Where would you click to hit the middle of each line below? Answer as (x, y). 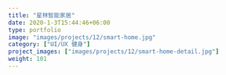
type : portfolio (35, 30)
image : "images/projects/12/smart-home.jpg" (82, 37)
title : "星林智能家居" (42, 15)
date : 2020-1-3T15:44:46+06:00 (59, 23)
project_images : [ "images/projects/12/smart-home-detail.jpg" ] (114, 52)
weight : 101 (27, 59)
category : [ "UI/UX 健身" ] (49, 45)
